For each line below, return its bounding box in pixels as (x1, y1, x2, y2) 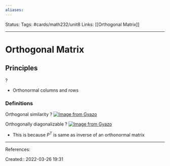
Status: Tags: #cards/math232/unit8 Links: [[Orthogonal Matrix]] (5, 21, 140, 27)
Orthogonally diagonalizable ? (5, 121, 67, 127)
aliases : (5, 7, 24, 13)
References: (5, 146, 30, 152)
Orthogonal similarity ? (5, 111, 53, 117)
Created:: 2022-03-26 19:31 (5, 156, 63, 162)
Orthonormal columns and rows (12, 87, 79, 93)
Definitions (5, 100, 33, 107)
